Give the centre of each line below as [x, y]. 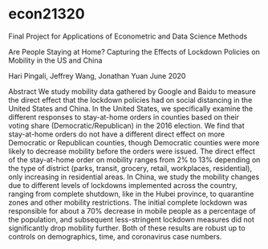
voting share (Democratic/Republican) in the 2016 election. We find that [126, 125]
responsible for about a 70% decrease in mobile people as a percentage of [132, 210]
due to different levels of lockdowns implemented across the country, [123, 185]
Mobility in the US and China [55, 60]
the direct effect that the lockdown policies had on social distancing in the [130, 100]
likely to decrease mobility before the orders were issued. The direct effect [132, 151]
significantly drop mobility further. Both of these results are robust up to [127, 228]
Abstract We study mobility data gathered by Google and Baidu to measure [132, 91]
